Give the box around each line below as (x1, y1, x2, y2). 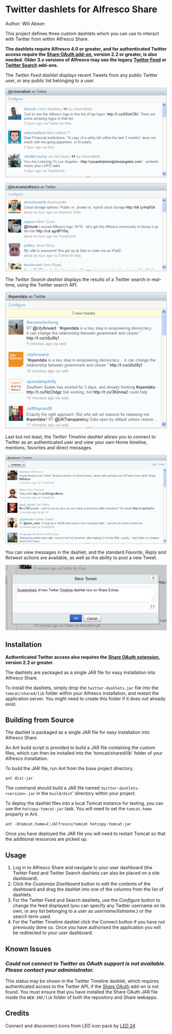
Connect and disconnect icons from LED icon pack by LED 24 (5, 1022, 136, 1029)
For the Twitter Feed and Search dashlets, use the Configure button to (12, 897, 161, 904)
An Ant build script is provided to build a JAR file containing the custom (5, 744, 156, 751)
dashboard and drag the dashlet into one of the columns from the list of (12, 886, 164, 892)
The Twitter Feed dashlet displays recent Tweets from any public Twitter (5, 72, 158, 78)
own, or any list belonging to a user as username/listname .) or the (12, 908, 152, 914)
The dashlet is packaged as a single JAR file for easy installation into (5, 729, 150, 735)
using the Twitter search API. (17, 281, 78, 288)
